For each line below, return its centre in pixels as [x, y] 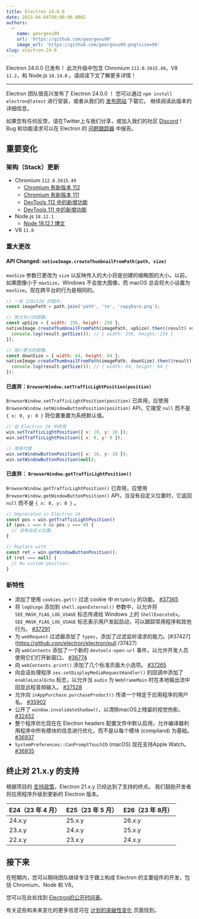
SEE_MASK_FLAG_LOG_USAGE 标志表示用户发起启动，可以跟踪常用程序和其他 [103, 621]
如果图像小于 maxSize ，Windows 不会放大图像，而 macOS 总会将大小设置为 [98, 282]
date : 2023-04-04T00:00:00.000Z [46, 17]
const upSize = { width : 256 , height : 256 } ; [63, 323]
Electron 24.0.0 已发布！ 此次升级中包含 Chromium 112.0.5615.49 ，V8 [92, 68]
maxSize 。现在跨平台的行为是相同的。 [52, 290]
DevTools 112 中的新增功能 [56, 202]
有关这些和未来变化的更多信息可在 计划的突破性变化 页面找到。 [83, 910]
